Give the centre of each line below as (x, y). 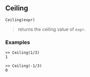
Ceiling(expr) (20, 20)
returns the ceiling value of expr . (52, 29)
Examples (18, 42)
